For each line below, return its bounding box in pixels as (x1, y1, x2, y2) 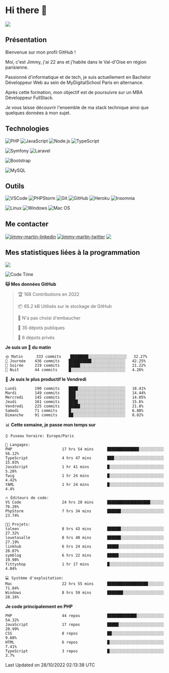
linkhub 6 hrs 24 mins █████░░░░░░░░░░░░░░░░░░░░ (5, 544, 164, 549)
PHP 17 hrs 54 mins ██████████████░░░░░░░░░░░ (5, 446, 164, 452)
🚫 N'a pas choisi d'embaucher (17, 315, 81, 321)
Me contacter (5, 219, 49, 228)
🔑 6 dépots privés (17, 334, 55, 340)
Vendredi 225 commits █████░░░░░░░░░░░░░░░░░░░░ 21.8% (5, 403, 144, 409)
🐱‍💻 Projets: (5, 522, 30, 527)
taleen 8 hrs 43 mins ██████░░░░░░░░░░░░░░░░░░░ (5, 526, 164, 531)
